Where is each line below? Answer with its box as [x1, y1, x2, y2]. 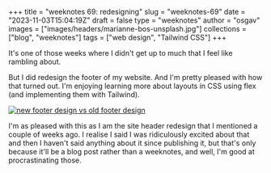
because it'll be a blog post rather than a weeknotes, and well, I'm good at [8, 147, 255, 156]
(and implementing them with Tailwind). [8, 90, 140, 99]
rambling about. [8, 57, 61, 66]
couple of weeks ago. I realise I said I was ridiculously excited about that [8, 129, 250, 139]
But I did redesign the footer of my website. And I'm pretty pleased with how [8, 73, 263, 82]
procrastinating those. [8, 155, 83, 165]
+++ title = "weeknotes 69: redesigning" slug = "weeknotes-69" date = [8, 7, 246, 16]
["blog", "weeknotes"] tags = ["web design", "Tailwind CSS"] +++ [8, 32, 227, 42]
